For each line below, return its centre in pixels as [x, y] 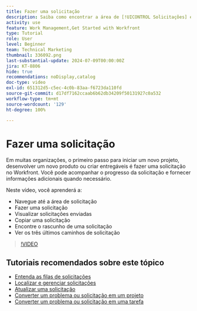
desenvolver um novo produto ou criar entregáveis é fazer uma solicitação [96, 166]
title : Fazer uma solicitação [43, 11]
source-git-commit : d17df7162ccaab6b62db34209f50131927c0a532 [84, 93]
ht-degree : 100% [26, 110]
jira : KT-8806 [23, 66]
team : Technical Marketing [39, 50]
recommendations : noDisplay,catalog [51, 77]
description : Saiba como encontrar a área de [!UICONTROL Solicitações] [97, 17]
